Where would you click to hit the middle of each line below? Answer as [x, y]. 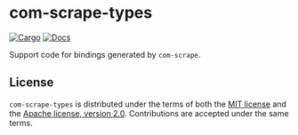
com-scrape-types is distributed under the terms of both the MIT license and [148, 104]
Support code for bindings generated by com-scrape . [105, 54]
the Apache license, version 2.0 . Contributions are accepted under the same [149, 113]
